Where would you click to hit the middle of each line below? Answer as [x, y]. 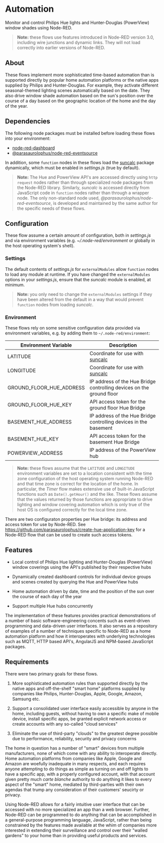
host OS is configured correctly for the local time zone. [72, 510]
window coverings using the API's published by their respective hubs [82, 567]
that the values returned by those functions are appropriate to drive [85, 499]
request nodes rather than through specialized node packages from [85, 182]
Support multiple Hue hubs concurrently [52, 606]
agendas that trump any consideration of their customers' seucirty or [74, 789]
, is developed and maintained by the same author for [104, 203]
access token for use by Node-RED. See [45, 524]
